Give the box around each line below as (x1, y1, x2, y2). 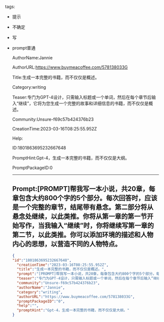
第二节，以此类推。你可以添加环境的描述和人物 (12, 231, 154, 239)
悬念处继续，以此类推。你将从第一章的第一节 (12, 212, 147, 221)
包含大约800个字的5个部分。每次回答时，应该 (19, 194, 158, 202)
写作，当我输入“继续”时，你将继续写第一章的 (19, 222, 154, 230)
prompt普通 (12, 45, 36, 50)
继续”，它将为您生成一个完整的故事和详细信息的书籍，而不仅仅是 (18, 100, 149, 106)
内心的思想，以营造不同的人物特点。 (12, 240, 122, 248)
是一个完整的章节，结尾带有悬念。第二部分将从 (12, 203, 154, 212)
